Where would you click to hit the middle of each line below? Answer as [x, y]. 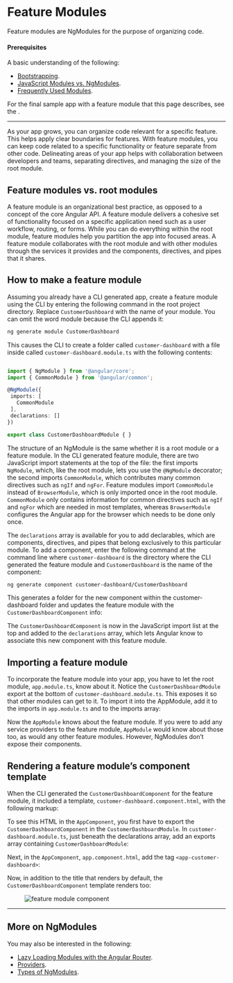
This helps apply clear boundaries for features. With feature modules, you [113, 139]
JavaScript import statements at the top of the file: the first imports [103, 462]
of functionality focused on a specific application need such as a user [107, 221]
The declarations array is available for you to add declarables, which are [111, 535]
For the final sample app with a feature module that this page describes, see [116, 104]
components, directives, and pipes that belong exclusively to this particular [114, 542]
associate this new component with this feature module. [87, 641]
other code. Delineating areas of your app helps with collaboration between [115, 154]
